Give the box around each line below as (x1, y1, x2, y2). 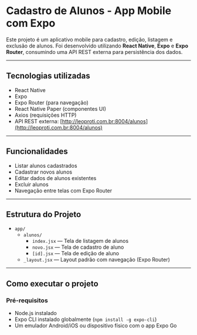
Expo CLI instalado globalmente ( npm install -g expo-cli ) (14, 316, 157, 323)
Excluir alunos (14, 181, 49, 188)
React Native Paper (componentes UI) (14, 105, 107, 112)
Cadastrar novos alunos (14, 168, 72, 175)
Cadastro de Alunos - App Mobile (6, 4, 172, 18)
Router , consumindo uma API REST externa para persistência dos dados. (6, 48, 183, 55)
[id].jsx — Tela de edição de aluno (32, 250, 119, 257)
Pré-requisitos (6, 296, 48, 304)
